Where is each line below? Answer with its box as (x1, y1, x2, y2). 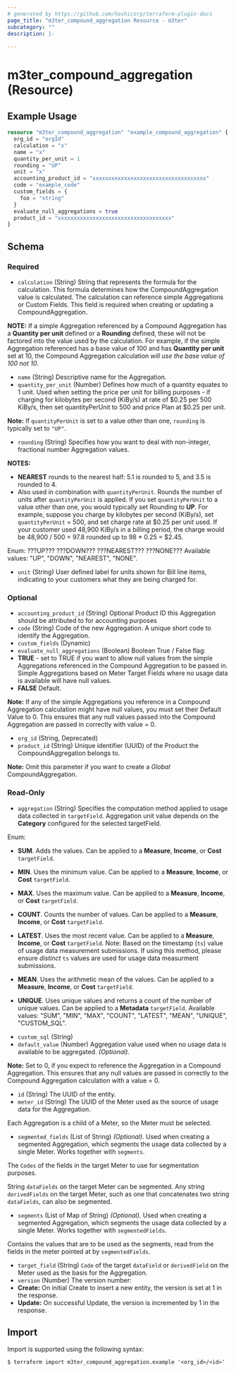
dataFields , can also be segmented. (7, 1197, 113, 1205)
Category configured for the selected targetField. (17, 819, 162, 827)
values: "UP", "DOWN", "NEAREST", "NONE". (7, 554, 138, 562)
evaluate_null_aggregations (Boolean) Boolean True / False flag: (17, 646, 206, 655)
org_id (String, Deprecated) (17, 734, 99, 742)
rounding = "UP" (13, 162, 61, 169)
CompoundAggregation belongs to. (17, 749, 120, 757)
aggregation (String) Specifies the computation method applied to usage (17, 804, 228, 812)
